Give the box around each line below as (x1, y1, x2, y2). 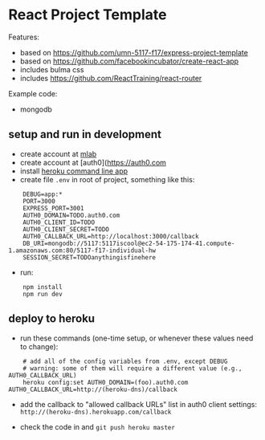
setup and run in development (8, 128, 162, 141)
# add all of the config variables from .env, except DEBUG (22, 357, 228, 365)
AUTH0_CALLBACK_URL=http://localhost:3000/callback (22, 232, 199, 240)
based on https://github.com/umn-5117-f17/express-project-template (19, 47, 249, 57)
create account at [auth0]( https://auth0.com (19, 157, 167, 167)
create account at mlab (19, 149, 97, 158)
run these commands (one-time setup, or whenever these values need (19, 333, 254, 343)
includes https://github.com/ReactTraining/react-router (19, 73, 202, 83)
